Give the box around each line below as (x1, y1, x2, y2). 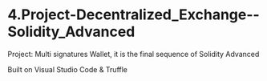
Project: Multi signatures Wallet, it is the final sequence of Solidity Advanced (7, 49, 260, 59)
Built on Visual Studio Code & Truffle (7, 64, 127, 74)
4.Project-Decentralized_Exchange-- (7, 6, 260, 24)
